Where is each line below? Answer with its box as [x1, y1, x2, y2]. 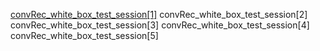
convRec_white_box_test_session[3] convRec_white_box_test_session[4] [10, 19, 310, 31]
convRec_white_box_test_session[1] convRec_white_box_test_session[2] [10, 9, 308, 20]
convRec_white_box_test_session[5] [10, 30, 159, 41]
